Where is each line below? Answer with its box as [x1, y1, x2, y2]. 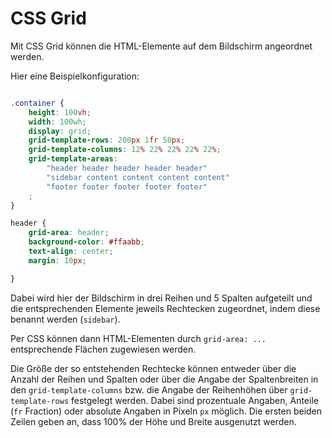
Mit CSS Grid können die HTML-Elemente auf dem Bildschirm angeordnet [10, 40, 313, 52]
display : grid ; [28, 126, 92, 136]
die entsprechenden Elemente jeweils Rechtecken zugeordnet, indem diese [10, 302, 321, 314]
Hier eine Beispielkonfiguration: [10, 70, 140, 82]
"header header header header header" [46, 163, 208, 174]
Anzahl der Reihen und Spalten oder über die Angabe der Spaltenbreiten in [10, 373, 319, 385]
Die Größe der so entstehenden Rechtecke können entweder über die [10, 362, 297, 374]
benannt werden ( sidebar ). [10, 313, 121, 325]
